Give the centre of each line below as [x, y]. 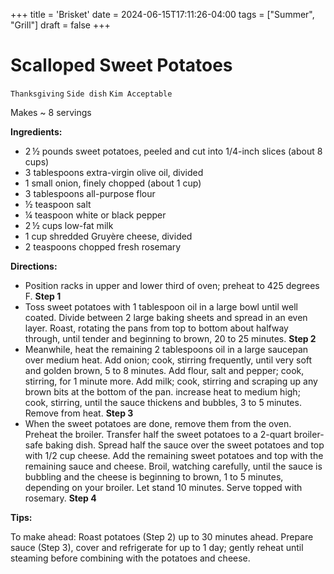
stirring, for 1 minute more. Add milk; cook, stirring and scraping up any [171, 381]
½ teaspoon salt [58, 204]
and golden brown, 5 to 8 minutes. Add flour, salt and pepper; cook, [164, 370]
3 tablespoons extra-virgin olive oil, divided [114, 172]
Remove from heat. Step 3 [79, 413]
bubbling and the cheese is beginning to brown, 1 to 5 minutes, [154, 476]
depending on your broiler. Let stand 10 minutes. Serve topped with [163, 487]
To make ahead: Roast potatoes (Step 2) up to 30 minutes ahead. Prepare [162, 536]
